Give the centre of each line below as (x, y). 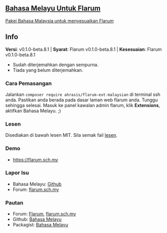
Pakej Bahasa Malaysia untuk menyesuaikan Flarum (59, 20)
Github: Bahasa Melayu (37, 219)
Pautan (14, 203)
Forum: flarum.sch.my (36, 189)
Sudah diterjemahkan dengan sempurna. (55, 65)
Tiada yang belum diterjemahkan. (48, 70)
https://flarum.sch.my (35, 160)
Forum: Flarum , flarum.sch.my (44, 214)
